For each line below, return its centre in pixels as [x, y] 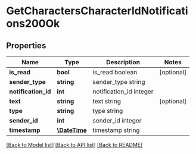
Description [123, 62]
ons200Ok [33, 23]
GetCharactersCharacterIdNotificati [97, 11]
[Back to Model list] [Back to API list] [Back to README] [74, 145]
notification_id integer [123, 92]
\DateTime [72, 130]
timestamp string [116, 130]
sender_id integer [117, 120]
